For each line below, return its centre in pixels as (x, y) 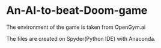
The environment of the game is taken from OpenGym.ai (76, 27)
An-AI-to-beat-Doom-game (77, 10)
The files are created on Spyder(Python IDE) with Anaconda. (81, 38)
